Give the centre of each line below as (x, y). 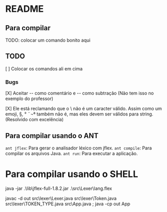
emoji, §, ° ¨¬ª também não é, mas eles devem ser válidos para (72, 114)
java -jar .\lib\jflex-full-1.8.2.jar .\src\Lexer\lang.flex (59, 188)
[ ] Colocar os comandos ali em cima (44, 69)
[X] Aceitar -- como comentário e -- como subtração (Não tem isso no (80, 93)
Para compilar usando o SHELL (72, 174)
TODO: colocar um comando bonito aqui (48, 40)
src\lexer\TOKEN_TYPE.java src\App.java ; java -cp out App (68, 204)
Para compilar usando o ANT (52, 136)
